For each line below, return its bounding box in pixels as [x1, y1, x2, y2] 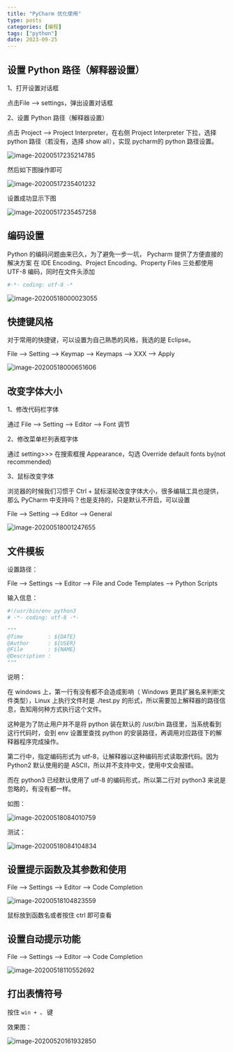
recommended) [7, 457, 52, 466]
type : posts [7, 17, 42, 24]
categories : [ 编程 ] [7, 23, 62, 30]
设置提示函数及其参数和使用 [7, 864, 127, 876]
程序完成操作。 [19, 737, 63, 746]
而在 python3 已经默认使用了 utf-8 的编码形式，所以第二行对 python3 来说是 [7, 776, 227, 784]
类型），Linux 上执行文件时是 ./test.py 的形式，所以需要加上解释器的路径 [13, 697, 220, 705]
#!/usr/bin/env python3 [7, 608, 77, 615]
